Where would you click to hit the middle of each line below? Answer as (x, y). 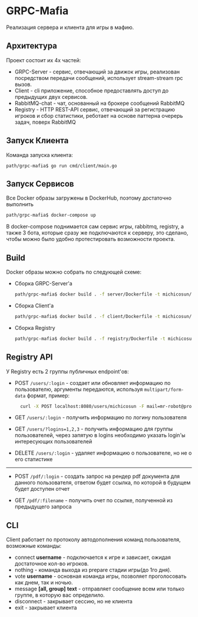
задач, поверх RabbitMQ (45, 122)
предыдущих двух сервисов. (51, 97)
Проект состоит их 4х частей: (44, 60)
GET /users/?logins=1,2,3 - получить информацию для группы (94, 429)
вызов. (23, 84)
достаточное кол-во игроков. (52, 564)
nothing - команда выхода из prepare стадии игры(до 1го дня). (93, 570)
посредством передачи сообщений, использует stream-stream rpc (99, 78)
